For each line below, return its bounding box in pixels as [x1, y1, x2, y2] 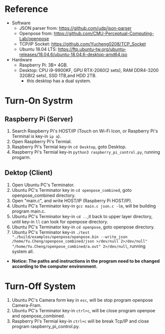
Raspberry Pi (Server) [4, 115, 73, 123]
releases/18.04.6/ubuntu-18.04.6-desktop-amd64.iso [19, 51, 127, 57]
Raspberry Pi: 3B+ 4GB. [19, 62, 68, 68]
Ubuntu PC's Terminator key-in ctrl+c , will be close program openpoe [11, 307, 156, 313]
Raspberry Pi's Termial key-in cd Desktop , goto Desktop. [11, 144, 127, 150]
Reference [4, 3, 48, 15]
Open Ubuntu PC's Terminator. [11, 182, 75, 188]
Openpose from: [19, 30, 53, 36]
